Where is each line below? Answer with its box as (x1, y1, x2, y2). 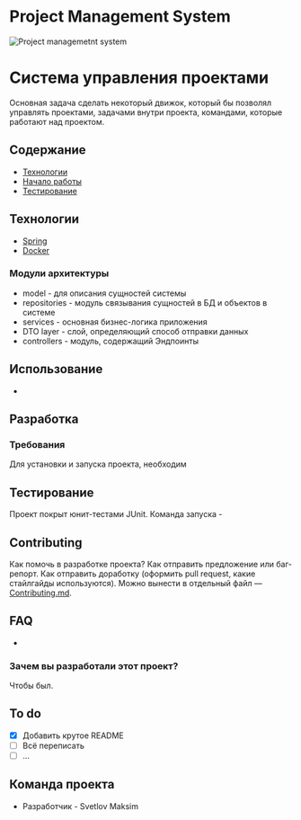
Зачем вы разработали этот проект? (9, 659, 179, 672)
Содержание (9, 142, 87, 158)
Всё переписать (22, 740, 85, 751)
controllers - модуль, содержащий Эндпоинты (22, 335, 199, 346)
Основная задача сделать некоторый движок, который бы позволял (9, 97, 272, 108)
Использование (9, 361, 103, 377)
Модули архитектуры (9, 267, 110, 280)
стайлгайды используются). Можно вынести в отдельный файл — (9, 577, 262, 588)
